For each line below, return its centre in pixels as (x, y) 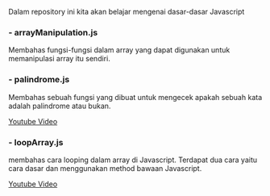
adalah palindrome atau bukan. (60, 106)
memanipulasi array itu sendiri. (59, 59)
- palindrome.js (39, 80)
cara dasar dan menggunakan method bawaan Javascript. (105, 168)
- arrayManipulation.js (53, 32)
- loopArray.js (36, 142)
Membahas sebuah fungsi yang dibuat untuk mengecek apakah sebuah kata (135, 97)
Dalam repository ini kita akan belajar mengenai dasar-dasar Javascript (127, 12)
